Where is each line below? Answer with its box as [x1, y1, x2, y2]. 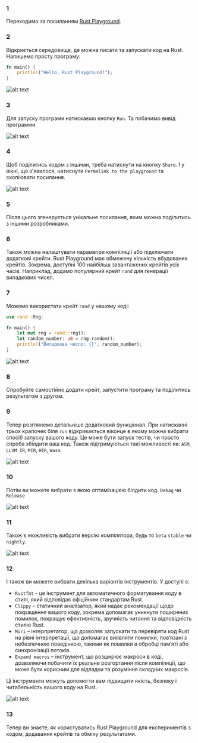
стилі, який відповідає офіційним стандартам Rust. [14, 596, 144, 603]
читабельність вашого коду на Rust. [6, 684, 98, 691]
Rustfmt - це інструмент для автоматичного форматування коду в [14, 590, 182, 597]
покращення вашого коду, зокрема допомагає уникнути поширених [14, 609, 189, 616]
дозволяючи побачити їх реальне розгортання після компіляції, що [14, 659, 186, 667]
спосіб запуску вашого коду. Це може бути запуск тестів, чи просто [6, 434, 180, 441]
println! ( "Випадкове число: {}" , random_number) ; [17, 342, 143, 348]
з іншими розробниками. [6, 220, 70, 228]
